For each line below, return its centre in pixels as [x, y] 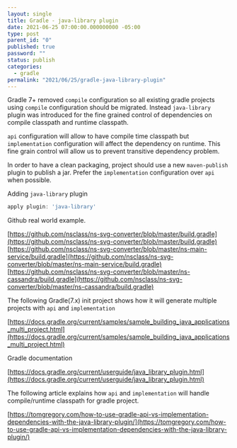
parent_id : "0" [30, 40]
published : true [31, 47]
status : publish [31, 60]
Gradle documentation [40, 358]
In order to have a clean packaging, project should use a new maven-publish [118, 165]
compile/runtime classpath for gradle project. [73, 401]
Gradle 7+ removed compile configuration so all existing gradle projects [111, 100]
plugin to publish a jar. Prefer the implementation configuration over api [111, 173]
